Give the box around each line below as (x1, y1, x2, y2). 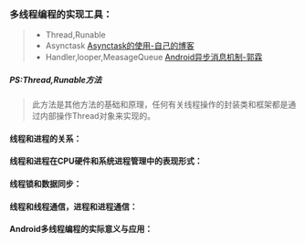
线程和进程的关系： (9, 132, 82, 143)
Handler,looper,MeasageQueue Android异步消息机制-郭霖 (45, 52, 263, 63)
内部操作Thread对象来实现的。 (39, 111, 155, 121)
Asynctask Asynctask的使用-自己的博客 (45, 40, 195, 51)
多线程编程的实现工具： (9, 7, 112, 20)
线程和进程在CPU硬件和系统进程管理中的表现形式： (9, 155, 203, 166)
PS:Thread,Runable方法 (9, 74, 102, 85)
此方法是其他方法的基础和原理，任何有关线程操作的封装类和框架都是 (31, 99, 289, 111)
